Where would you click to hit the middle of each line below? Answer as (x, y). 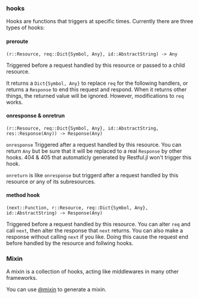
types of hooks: (25, 27)
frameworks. (22, 278)
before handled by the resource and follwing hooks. (70, 243)
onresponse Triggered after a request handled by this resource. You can (94, 144)
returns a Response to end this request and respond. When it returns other (97, 89)
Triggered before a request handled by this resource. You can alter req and (98, 224)
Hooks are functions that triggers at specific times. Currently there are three (100, 21)
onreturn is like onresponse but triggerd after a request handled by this (92, 175)
